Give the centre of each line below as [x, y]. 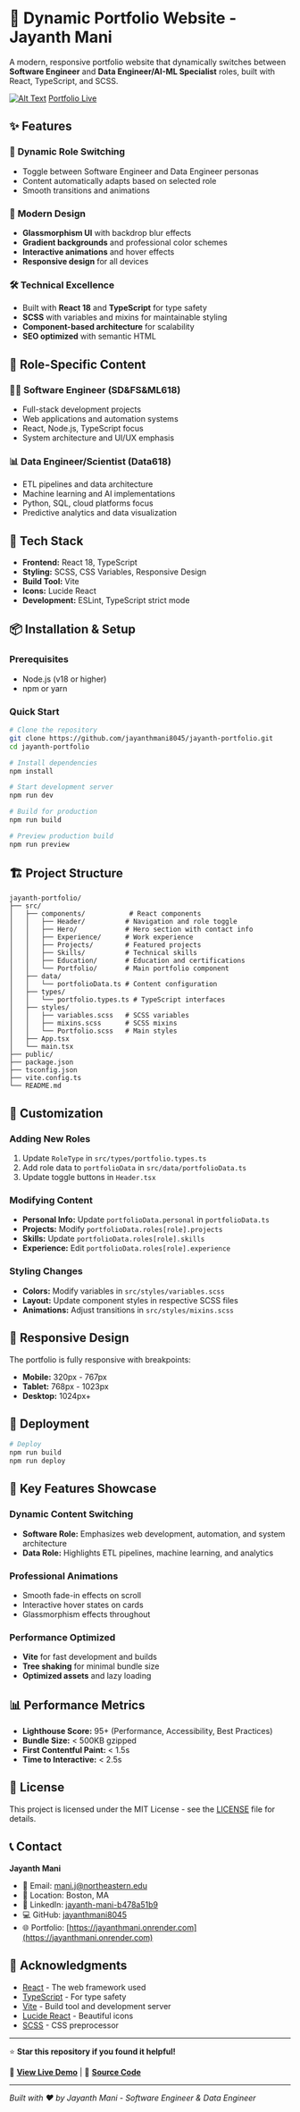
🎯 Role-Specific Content [78, 364]
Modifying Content [51, 1201]
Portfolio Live [73, 98]
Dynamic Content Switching [71, 1514]
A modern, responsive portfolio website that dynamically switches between [148, 62]
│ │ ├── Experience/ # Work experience [101, 937]
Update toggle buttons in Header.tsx [89, 1178]
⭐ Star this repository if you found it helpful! [92, 2051]
